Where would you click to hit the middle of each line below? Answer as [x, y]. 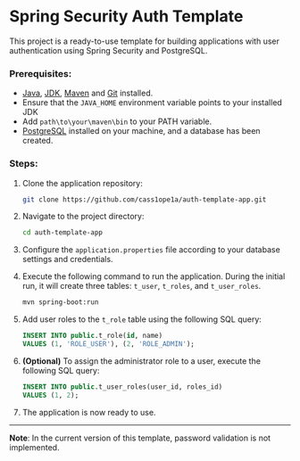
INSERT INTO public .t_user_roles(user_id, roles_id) [122, 387]
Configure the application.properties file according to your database [151, 250]
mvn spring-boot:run [60, 302]
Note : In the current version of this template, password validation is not [140, 438]
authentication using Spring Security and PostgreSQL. [108, 50]
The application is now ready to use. [89, 412]
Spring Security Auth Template [126, 16]
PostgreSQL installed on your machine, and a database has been [141, 131]
